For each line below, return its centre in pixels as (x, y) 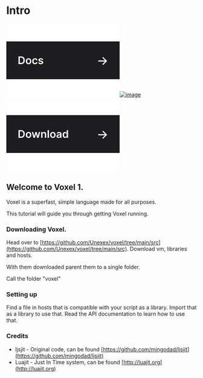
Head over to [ (24, 243)
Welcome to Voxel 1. (45, 187)
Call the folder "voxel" (34, 279)
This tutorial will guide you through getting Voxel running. (78, 213)
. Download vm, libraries (157, 249)
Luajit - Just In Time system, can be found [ (69, 362)
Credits (17, 336)
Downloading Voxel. (36, 229)
